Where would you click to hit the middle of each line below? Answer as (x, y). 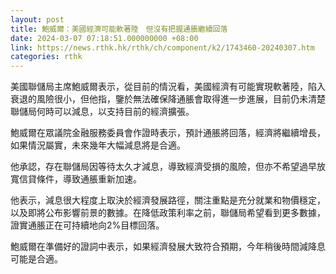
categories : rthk (46, 57)
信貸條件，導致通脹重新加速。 (80, 179)
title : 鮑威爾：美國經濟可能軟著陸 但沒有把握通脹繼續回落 (119, 29)
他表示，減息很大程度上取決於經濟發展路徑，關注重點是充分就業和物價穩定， (168, 200)
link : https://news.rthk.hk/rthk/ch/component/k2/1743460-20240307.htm (162, 47)
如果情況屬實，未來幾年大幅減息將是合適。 (98, 145)
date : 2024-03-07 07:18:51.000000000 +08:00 (104, 38)
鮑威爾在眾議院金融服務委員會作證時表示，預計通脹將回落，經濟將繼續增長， (168, 133)
